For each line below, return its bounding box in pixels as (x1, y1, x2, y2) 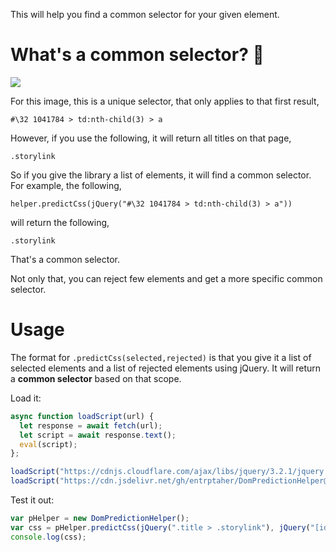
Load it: (10, 392, 42, 404)
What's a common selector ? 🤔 (10, 44, 265, 66)
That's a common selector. (10, 253, 120, 265)
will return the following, (10, 216, 110, 228)
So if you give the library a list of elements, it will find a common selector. (10, 169, 312, 181)
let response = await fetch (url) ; (19, 420, 163, 431)
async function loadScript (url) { (10, 411, 155, 421)
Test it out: (10, 494, 55, 506)
